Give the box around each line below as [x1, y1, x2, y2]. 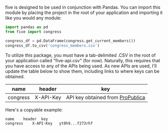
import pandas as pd [5, 25, 49, 30]
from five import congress [5, 29, 62, 34]
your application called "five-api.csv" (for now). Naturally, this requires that [5, 57, 160, 63]
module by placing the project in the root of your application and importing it [5, 10, 163, 16]
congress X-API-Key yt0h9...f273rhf [5, 120, 93, 126]
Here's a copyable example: [5, 106, 63, 112]
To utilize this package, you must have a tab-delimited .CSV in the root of [5, 52, 156, 58]
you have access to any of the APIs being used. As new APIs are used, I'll [5, 63, 157, 69]
